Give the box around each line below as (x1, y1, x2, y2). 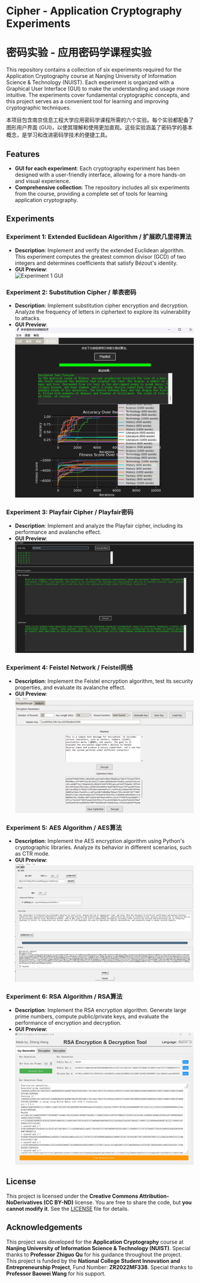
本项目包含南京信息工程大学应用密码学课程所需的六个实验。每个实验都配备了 (6, 116, 194, 123)
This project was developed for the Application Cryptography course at (6, 1238, 184, 1245)
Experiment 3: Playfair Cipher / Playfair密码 (6, 508, 134, 516)
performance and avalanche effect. (14, 528, 102, 535)
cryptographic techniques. (6, 104, 71, 111)
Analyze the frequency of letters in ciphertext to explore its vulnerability (14, 308, 191, 315)
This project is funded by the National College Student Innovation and (6, 1257, 180, 1265)
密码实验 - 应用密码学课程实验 (6, 46, 152, 60)
